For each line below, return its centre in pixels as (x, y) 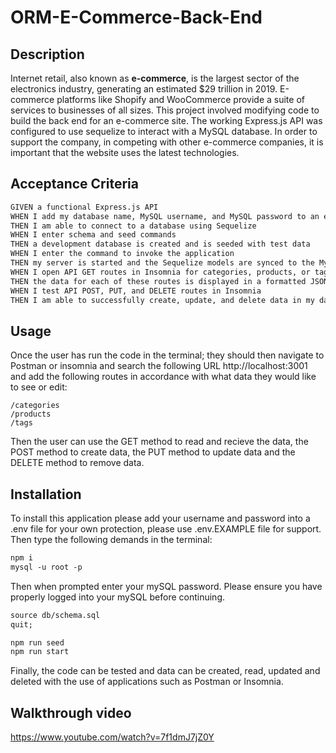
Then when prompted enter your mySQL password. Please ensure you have (166, 586)
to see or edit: (39, 387)
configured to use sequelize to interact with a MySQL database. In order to (164, 131)
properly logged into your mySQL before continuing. (118, 597)
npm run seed (37, 642)
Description (47, 54)
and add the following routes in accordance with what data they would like (163, 377)
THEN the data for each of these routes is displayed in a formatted (158, 281)
